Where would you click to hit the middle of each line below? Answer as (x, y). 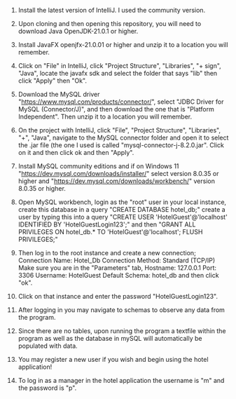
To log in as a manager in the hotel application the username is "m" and (121, 380)
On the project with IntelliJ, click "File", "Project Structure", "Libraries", (119, 130)
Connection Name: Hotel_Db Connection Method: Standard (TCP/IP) (117, 260)
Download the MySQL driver (59, 94)
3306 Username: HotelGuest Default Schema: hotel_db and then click (118, 275)
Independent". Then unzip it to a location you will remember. (105, 116)
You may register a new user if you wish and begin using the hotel (113, 359)
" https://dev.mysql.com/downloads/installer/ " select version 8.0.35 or (118, 174)
